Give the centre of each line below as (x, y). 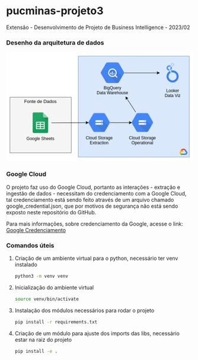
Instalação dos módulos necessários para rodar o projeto (84, 310)
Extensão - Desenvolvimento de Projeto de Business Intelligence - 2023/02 (98, 27)
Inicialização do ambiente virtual (54, 287)
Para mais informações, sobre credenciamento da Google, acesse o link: (95, 224)
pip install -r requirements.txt (56, 322)
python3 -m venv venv (41, 276)
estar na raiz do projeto (43, 339)
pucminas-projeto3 (55, 11)
